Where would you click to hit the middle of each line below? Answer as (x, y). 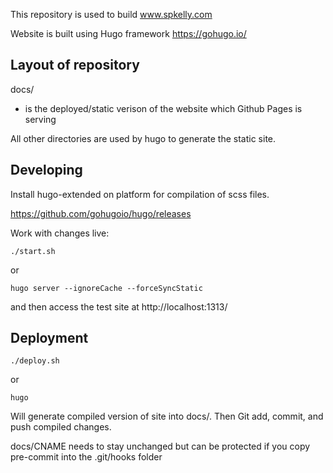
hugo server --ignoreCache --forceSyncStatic (106, 288)
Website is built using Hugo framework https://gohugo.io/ (128, 33)
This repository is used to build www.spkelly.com (111, 14)
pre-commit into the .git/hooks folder (86, 457)
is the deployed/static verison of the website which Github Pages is (163, 108)
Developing (46, 170)
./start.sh (33, 251)
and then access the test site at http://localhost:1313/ (119, 306)
